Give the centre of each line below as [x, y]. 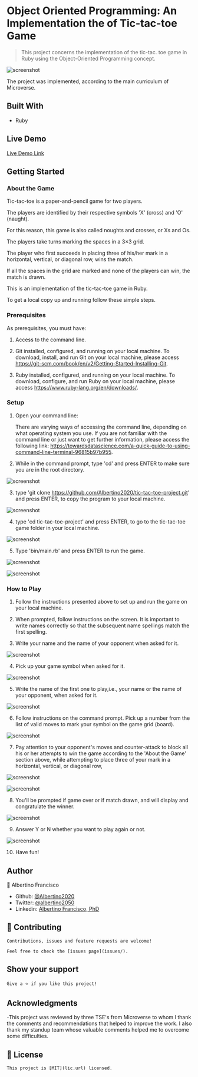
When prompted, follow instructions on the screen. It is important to [97, 620]
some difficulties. [28, 1036]
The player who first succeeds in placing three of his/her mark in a [88, 253]
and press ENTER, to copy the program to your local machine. [90, 499]
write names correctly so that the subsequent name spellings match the [102, 625]
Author [20, 871]
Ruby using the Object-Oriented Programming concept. [88, 58]
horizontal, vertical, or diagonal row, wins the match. [70, 259]
